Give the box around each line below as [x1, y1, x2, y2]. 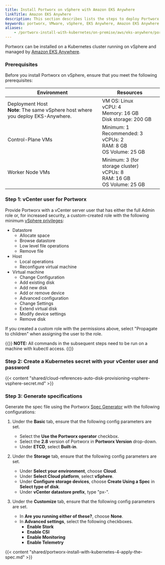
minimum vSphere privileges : [5, 218, 64, 223]
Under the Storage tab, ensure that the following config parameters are [12, 453, 157, 459]
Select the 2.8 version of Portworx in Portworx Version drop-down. [19, 439, 157, 444]
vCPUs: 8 [102, 169, 124, 176]
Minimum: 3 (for [102, 157, 139, 163]
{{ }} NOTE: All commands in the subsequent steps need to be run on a [5, 340, 148, 346]
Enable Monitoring [27, 534, 65, 540]
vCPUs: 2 [102, 136, 124, 143]
